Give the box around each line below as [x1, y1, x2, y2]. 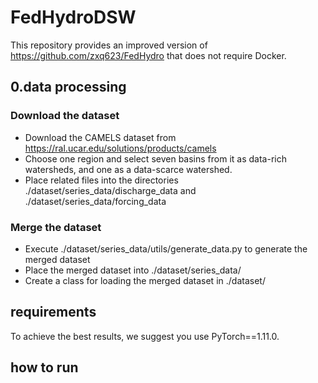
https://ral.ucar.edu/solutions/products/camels [24, 142, 217, 154]
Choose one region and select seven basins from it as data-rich [24, 152, 287, 165]
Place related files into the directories [24, 174, 179, 186]
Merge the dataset [10, 220, 102, 234]
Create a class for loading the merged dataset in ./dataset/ [24, 274, 266, 286]
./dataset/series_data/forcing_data [24, 195, 167, 207]
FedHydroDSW [10, 6, 137, 29]
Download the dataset [10, 109, 120, 123]
